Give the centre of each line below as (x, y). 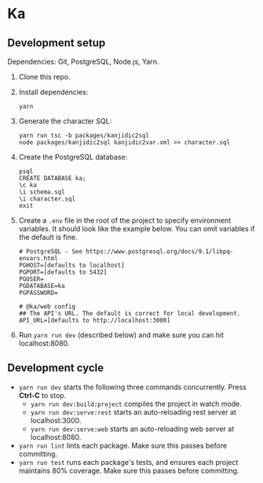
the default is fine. (48, 237)
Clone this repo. (44, 77)
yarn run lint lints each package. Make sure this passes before (123, 445)
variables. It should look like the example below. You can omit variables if (137, 229)
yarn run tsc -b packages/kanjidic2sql (84, 135)
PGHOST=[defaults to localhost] (71, 265)
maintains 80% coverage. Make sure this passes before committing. (129, 470)
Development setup (57, 43)
